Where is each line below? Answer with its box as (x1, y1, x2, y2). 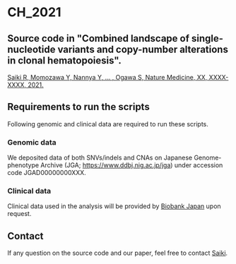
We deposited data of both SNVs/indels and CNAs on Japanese (7, 153, 193, 162)
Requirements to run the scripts (7, 101, 150, 113)
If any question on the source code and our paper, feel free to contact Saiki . (7, 248, 228, 258)
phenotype (7, 161, 40, 169)
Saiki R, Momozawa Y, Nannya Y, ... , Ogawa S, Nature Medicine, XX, (7, 73, 208, 81)
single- (191, 32, 224, 44)
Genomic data (7, 137, 57, 147)
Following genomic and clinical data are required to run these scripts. (7, 119, 208, 128)
